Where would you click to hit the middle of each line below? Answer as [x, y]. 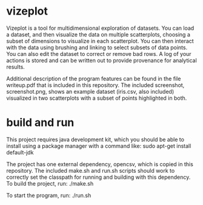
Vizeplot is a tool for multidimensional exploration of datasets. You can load [100, 28]
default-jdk [20, 152]
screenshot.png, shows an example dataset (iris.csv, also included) [90, 91]
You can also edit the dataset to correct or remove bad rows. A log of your [99, 54]
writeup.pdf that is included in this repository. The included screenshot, [95, 85]
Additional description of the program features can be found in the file [94, 78]
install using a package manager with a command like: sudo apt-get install [99, 146]
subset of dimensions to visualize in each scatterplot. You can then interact [100, 41]
